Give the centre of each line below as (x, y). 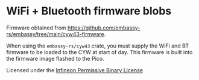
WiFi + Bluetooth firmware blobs (89, 11)
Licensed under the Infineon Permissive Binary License (75, 70)
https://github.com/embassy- (104, 28)
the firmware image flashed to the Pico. (55, 58)
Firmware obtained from (36, 28)
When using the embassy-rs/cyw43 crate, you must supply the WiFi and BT (97, 46)
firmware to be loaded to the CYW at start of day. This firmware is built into (99, 52)
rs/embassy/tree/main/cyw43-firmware (55, 34)
